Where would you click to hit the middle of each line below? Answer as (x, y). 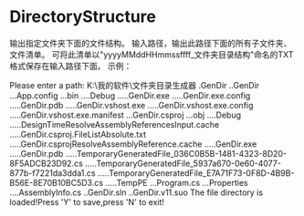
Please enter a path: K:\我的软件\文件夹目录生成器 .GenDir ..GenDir (135, 85)
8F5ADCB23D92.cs (47, 163)
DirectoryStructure (83, 17)
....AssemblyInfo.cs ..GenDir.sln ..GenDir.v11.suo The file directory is (136, 192)
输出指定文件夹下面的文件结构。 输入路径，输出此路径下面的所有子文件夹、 (151, 43)
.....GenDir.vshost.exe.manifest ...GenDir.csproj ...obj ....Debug (126, 115)
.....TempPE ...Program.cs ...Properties (176, 182)
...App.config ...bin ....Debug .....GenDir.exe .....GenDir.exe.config (130, 95)
